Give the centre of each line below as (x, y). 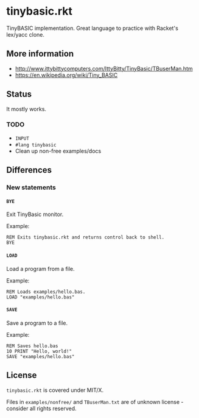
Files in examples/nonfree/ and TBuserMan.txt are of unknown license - (95, 402)
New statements (31, 187)
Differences (29, 170)
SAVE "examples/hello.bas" (40, 356)
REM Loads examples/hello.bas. (46, 292)
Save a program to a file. (37, 323)
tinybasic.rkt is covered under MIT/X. (55, 390)
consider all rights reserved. (42, 408)
